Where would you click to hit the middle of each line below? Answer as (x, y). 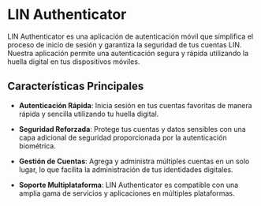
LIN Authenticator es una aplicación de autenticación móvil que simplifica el (130, 36)
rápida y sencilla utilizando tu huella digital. (89, 114)
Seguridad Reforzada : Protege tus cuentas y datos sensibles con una (132, 129)
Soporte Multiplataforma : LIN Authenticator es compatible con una (129, 185)
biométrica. (37, 146)
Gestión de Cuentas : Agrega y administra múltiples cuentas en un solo (134, 161)
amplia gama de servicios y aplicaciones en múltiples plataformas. (127, 193)
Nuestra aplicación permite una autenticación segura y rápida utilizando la (128, 53)
